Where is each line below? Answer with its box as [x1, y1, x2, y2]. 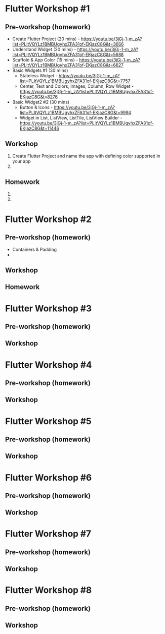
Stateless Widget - [19, 73, 58, 78]
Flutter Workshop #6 [5, 472, 92, 483]
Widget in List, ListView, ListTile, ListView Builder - [19, 115, 123, 120]
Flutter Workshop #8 [5, 584, 92, 596]
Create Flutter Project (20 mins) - [12, 36, 80, 42]
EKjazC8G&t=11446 [19, 125, 59, 131]
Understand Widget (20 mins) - [12, 47, 77, 52]
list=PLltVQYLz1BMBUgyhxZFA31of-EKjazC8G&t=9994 [19, 110, 132, 115]
